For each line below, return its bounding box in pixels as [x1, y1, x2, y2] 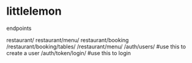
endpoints [6, 24, 32, 32]
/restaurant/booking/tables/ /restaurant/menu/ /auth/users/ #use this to [6, 43, 186, 50]
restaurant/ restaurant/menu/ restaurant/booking [6, 36, 129, 43]
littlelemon [6, 4, 62, 18]
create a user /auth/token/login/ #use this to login [6, 49, 131, 56]
